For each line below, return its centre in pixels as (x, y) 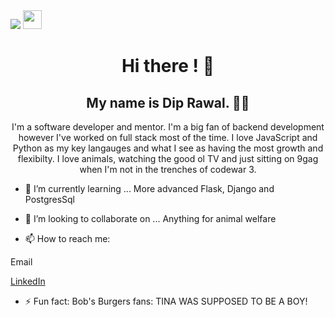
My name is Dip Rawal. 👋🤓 (168, 102)
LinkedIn (28, 281)
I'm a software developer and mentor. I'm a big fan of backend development (168, 127)
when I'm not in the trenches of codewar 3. (168, 169)
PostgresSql (50, 199)
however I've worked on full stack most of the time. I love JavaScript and (168, 137)
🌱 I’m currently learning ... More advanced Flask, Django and (149, 188)
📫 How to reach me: (67, 238)
